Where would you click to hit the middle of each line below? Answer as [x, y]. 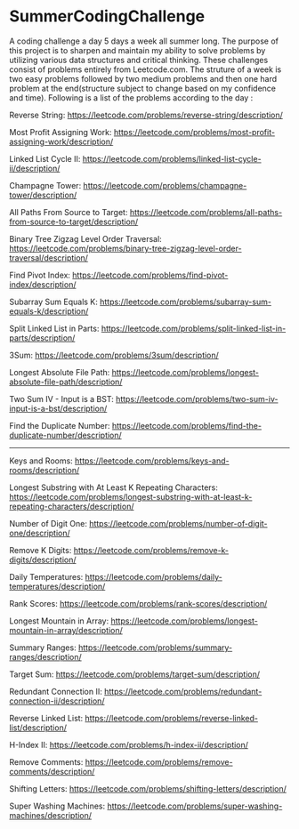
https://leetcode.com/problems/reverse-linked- [171, 718]
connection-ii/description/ [57, 701]
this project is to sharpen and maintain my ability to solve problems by [137, 50]
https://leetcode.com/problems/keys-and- [152, 461]
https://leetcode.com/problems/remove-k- [151, 550]
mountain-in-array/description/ [66, 630]
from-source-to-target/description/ [74, 221]
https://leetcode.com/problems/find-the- [187, 425]
